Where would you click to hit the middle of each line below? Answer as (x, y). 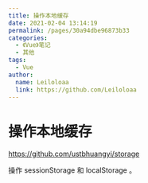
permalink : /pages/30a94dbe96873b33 (69, 30)
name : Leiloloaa (42, 82)
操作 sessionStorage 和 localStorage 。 (72, 170)
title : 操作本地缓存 (39, 16)
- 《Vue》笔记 (33, 45)
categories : (28, 38)
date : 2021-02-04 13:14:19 (53, 23)
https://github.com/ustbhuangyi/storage (74, 154)
